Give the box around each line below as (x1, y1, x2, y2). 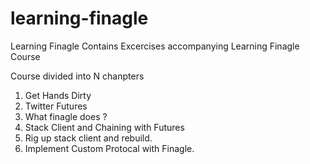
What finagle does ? (24, 110, 108, 122)
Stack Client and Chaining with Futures (24, 121, 185, 133)
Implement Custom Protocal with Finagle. (24, 142, 195, 154)
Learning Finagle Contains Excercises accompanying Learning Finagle (10, 40, 300, 52)
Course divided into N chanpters (10, 70, 145, 82)
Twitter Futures (24, 100, 88, 112)
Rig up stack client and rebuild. (24, 132, 153, 144)
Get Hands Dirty (24, 89, 92, 101)
